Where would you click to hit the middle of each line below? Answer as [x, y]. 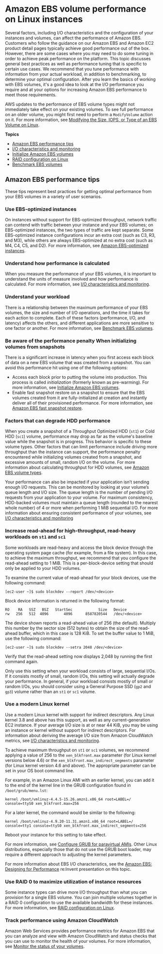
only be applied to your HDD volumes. [43, 568]
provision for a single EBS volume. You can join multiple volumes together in [81, 898]
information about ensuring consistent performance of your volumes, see [78, 513]
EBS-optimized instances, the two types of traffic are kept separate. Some [79, 230]
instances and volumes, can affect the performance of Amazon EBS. [73, 38]
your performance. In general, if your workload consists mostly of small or [79, 681]
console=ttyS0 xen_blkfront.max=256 [42, 803]
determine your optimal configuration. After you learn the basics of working [81, 79]
